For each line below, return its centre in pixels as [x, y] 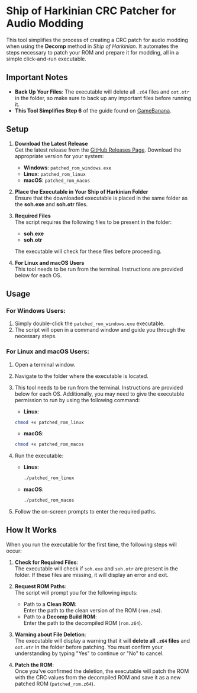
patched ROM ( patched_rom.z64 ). [55, 684]
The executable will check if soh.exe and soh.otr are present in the [96, 568]
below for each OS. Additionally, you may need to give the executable [99, 394]
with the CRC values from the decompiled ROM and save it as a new [98, 677]
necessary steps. [36, 336]
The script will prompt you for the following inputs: [76, 592]
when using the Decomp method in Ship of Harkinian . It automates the [92, 46]
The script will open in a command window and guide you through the [100, 330]
